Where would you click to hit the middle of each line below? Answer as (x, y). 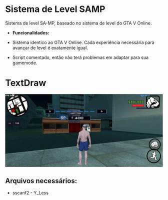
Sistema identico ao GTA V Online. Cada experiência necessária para (83, 42)
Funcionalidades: (31, 32)
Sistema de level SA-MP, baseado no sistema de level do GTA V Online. (78, 23)
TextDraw (26, 83)
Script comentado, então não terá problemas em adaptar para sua (80, 57)
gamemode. (25, 62)
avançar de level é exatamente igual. (50, 47)
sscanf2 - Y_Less (30, 193)
